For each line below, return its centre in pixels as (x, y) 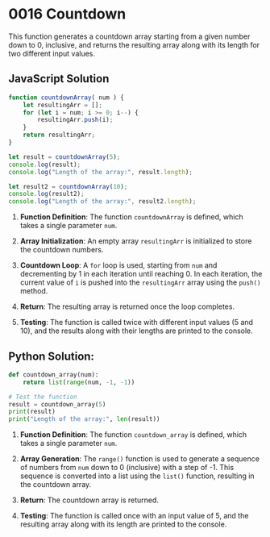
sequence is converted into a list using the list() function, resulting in (137, 476)
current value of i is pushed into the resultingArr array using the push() (140, 282)
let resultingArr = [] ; (63, 105)
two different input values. (52, 53)
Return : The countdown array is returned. (89, 500)
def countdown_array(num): (54, 375)
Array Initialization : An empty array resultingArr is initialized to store (136, 241)
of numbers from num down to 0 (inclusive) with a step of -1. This (127, 468)
